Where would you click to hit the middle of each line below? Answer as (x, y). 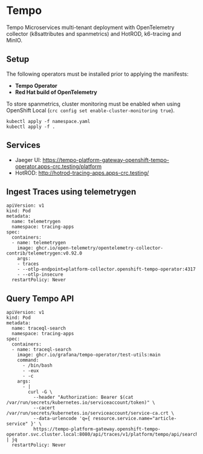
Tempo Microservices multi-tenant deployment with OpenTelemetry (90, 27)
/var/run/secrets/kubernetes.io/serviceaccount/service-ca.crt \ (90, 413)
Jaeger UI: (28, 160)
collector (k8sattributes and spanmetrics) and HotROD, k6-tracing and (94, 33)
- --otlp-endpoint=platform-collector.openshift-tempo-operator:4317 (107, 269)
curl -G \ (40, 392)
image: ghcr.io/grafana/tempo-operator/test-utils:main (89, 355)
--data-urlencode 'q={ (62, 419)
